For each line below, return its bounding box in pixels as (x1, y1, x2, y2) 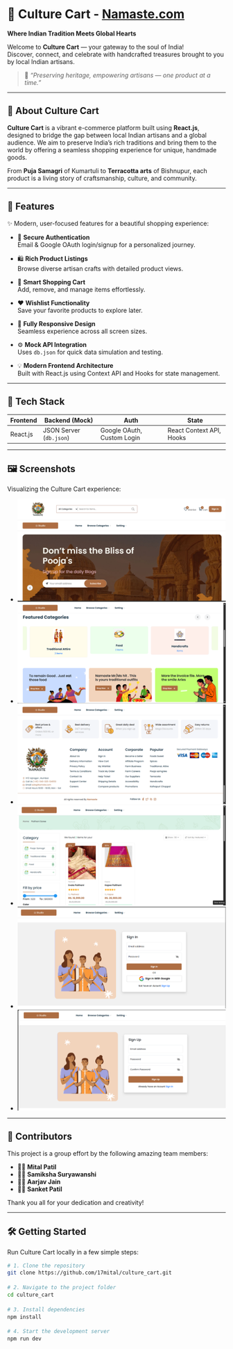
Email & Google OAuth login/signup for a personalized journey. (17, 240, 196, 249)
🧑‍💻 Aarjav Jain (17, 1177, 61, 1186)
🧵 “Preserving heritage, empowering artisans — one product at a (24, 71, 211, 79)
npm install (7, 1314, 42, 1320)
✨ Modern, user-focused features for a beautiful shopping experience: (7, 219, 209, 227)
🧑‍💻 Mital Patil (17, 1163, 57, 1171)
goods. (7, 153, 28, 161)
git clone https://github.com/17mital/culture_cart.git (7, 1269, 172, 1277)
